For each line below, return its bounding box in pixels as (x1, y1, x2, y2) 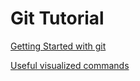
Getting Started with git (10, 40, 107, 52)
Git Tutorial (10, 7, 105, 30)
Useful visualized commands (10, 59, 130, 71)
